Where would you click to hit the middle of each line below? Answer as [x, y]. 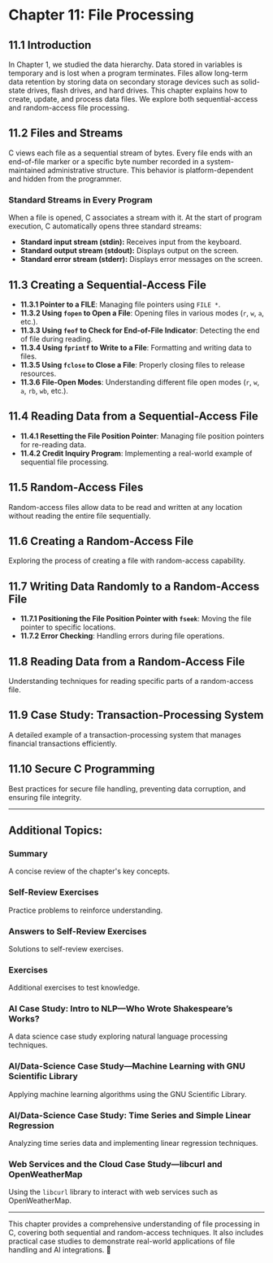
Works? [24, 1019]
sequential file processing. [65, 462]
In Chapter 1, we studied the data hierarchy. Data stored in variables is [126, 64]
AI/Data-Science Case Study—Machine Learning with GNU [127, 1066]
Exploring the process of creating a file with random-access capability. [127, 561]
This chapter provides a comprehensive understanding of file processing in [134, 1224]
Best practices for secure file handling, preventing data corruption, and [127, 788]
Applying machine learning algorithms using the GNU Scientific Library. [128, 1094]
